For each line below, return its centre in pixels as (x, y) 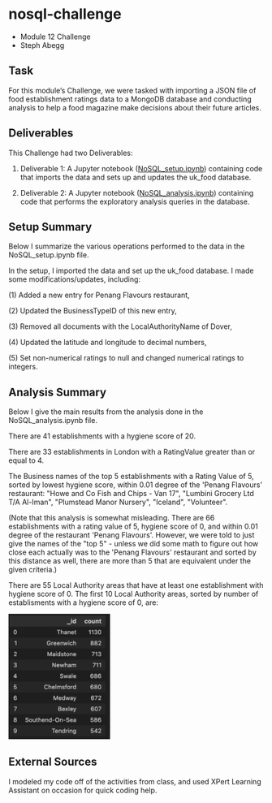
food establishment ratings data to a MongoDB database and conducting (130, 99)
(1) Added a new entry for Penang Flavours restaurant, (99, 295)
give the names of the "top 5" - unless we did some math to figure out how (134, 544)
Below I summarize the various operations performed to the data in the (127, 246)
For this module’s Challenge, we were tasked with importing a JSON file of (132, 90)
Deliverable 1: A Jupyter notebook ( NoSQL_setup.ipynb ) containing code (141, 168)
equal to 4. (26, 460)
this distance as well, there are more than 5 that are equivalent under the (130, 561)
